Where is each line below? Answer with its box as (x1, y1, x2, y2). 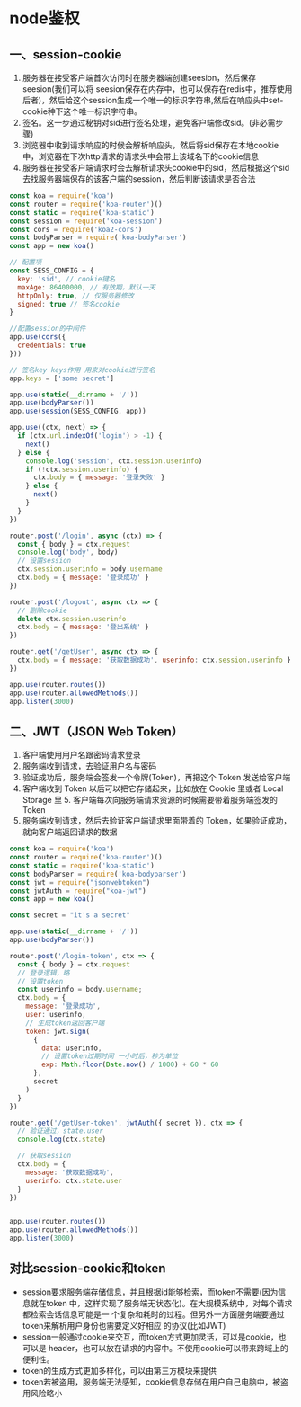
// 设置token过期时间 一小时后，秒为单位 (41, 1052, 179, 1061)
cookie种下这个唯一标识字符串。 (22, 106, 142, 117)
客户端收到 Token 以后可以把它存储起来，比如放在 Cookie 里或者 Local (22, 783, 284, 794)
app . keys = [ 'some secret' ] (9, 374, 115, 383)
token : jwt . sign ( (25, 1027, 91, 1036)
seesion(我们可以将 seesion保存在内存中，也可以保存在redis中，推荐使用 (22, 84, 293, 94)
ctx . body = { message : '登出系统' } (17, 622, 150, 632)
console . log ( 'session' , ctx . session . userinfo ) (25, 456, 203, 466)
